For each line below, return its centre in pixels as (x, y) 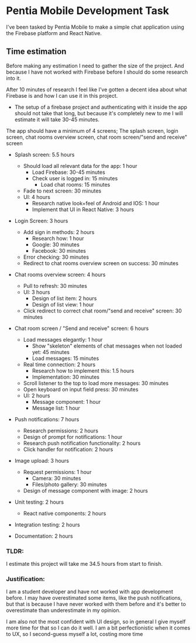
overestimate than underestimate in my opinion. (63, 610)
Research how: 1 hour (58, 238)
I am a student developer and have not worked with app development (90, 592)
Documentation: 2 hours (44, 536)
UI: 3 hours (37, 292)
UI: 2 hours (37, 396)
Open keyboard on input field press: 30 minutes (81, 389)
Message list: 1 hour (56, 408)
